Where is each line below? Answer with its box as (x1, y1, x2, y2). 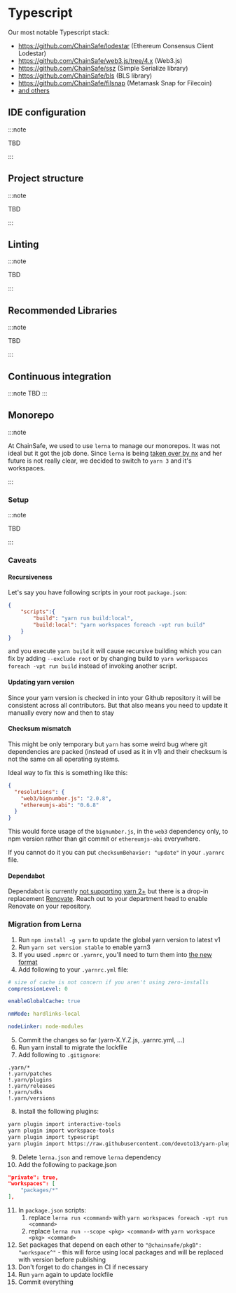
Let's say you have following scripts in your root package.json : (8, 588, 188, 596)
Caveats (8, 555, 37, 565)
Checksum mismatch (8, 725, 71, 733)
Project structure (8, 173, 84, 185)
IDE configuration (8, 106, 86, 118)
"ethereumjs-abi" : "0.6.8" (20, 802, 99, 809)
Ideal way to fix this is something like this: (8, 768, 128, 776)
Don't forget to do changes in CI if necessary (18, 1263, 148, 1271)
